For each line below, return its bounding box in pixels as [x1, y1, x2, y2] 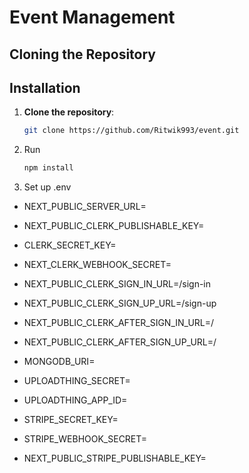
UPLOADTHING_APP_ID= [23, 394, 128, 406]
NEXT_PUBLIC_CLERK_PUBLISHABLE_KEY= [23, 220, 205, 232]
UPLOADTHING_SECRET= [23, 375, 131, 387]
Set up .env [23, 181, 72, 193]
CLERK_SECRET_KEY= [23, 239, 117, 251]
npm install [23, 163, 74, 173]
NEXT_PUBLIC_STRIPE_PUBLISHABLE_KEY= [23, 452, 207, 465]
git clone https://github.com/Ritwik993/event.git [23, 126, 240, 136]
